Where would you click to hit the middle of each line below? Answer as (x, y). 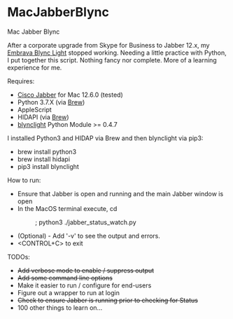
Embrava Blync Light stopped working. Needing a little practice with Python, (117, 53)
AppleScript (35, 109)
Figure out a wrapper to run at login (69, 292)
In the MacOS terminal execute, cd (67, 208)
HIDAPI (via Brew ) (43, 117)
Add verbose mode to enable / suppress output (86, 270)
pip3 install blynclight (48, 166)
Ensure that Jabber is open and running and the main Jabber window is (120, 194)
